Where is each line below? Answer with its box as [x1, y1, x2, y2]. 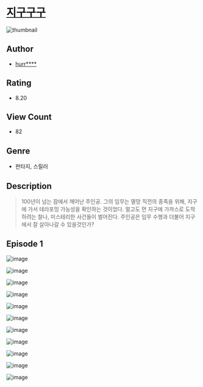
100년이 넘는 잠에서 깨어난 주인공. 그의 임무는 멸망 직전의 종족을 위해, [21, 198, 187, 205]
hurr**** [15, 60, 37, 67]
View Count [6, 111, 52, 122]
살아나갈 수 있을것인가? [39, 221, 94, 228]
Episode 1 [6, 239, 44, 249]
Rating [6, 78, 32, 89]
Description [6, 181, 52, 191]
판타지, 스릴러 [15, 163, 49, 170]
